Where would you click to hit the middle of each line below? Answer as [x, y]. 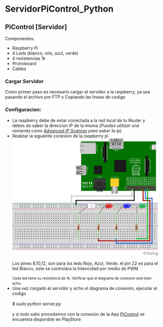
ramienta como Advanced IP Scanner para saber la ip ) [67, 130]
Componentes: [20, 38]
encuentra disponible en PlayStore [46, 319]
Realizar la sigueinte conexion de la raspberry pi [60, 136]
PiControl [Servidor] [36, 27]
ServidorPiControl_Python [59, 9]
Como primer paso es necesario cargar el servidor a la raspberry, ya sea [78, 92]
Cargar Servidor [24, 81]
